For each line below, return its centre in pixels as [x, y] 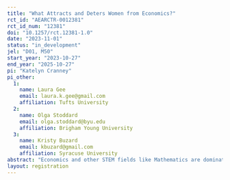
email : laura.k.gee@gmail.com [63, 97]
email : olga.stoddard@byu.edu [63, 121]
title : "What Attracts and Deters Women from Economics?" [91, 13]
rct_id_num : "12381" [37, 26]
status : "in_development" [44, 45]
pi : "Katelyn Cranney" [39, 70]
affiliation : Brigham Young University [76, 128]
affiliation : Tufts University [64, 103]
